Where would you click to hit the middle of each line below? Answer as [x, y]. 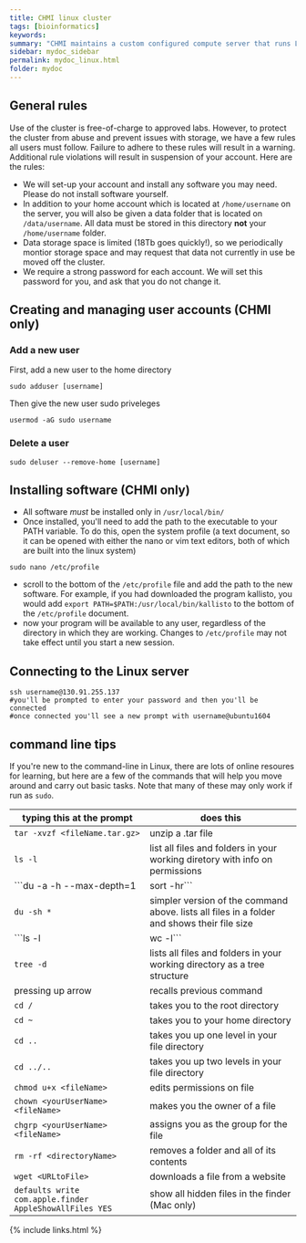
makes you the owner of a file [213, 1106]
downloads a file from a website [218, 1176]
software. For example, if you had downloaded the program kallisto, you [158, 594]
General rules [49, 106]
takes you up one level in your [214, 1035]
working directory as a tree [207, 965]
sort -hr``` [171, 886]
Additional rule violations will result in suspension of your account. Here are [151, 157]
